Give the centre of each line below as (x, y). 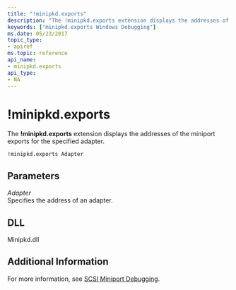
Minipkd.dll (23, 239)
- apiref (20, 47)
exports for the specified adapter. (56, 141)
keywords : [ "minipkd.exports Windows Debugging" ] (82, 27)
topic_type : (25, 40)
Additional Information (58, 262)
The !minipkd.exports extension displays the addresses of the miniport (111, 134)
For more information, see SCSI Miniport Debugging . (84, 279)
